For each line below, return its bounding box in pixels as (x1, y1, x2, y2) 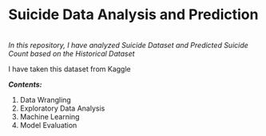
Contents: (8, 80, 42, 89)
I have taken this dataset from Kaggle (8, 64, 131, 73)
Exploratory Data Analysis (19, 103, 105, 113)
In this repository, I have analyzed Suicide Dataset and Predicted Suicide (8, 40, 249, 49)
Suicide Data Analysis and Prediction (8, 6, 259, 24)
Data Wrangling (19, 95, 72, 104)
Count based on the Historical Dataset (8, 49, 135, 58)
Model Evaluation (19, 120, 77, 130)
